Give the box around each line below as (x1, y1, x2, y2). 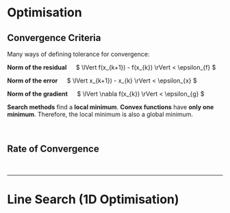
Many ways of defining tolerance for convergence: (7, 50, 150, 58)
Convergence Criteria (7, 32, 101, 44)
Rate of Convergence (7, 143, 99, 155)
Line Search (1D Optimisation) (7, 192, 179, 207)
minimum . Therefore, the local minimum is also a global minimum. (7, 111, 194, 118)
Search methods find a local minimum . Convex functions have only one (7, 103, 214, 111)
